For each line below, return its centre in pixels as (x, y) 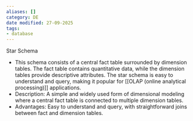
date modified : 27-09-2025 (40, 23)
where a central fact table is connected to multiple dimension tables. (99, 100)
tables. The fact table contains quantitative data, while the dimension (100, 69)
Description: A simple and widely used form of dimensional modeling (99, 94)
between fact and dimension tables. (59, 113)
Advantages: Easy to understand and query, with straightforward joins (101, 107)
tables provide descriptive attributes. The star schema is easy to (94, 75)
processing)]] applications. (48, 88)
